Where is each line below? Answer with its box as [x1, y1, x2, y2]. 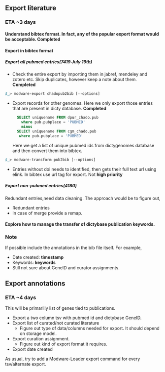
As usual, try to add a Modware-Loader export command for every [5, 356, 140, 362]
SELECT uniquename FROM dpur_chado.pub [17, 115, 99, 120]
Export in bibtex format [5, 47, 53, 53]
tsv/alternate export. [5, 361, 46, 367]
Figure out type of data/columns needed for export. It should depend [19, 326, 160, 331]
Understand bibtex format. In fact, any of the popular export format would [5, 31, 159, 37]
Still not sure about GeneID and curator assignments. [12, 265, 120, 271]
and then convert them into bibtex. [12, 148, 83, 154]
